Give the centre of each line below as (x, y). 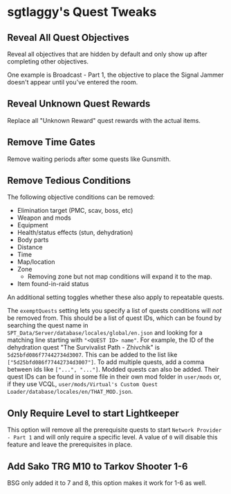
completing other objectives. (48, 61)
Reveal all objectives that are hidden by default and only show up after (107, 54)
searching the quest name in (48, 325)
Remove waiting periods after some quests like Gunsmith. (89, 159)
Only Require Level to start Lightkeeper (93, 413)
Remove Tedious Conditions (69, 181)
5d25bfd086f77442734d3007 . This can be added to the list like (92, 355)
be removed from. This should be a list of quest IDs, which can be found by (114, 318)
